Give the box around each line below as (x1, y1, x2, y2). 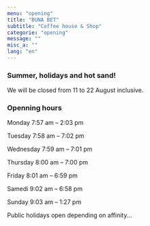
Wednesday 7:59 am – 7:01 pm (7, 145, 93, 154)
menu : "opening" (7, 10, 53, 17)
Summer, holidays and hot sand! (7, 70, 117, 80)
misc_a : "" (7, 42, 38, 48)
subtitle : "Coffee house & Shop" (7, 23, 102, 29)
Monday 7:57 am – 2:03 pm (7, 119, 84, 127)
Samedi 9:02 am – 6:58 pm (7, 185, 83, 193)
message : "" (7, 36, 41, 42)
